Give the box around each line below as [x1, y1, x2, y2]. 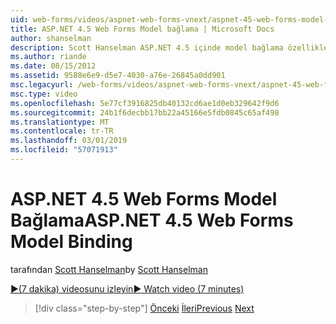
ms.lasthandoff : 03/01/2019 [10, 136, 128, 146]
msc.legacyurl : [10, 80, 74, 90]
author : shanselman [10, 33, 92, 43]
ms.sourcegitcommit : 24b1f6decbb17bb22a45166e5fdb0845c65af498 [10, 107, 280, 118]
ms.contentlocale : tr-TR [10, 126, 114, 136]
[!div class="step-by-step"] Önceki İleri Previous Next [34, 302, 255, 314]
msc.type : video [10, 89, 78, 99]
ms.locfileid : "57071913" [10, 145, 118, 155]
